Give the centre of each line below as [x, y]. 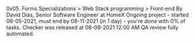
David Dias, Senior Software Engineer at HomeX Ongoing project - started [97, 15]
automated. [20, 34]
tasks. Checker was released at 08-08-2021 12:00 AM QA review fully [92, 27]
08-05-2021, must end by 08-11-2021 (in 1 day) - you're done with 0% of [96, 21]
